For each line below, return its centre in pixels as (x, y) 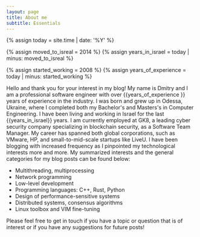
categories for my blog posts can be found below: (68, 159)
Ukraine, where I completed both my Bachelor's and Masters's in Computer (100, 108)
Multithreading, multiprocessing (55, 170)
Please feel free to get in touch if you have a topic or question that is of (95, 221)
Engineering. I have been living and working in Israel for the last (85, 114)
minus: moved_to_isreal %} (40, 59)
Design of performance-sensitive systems (67, 196)
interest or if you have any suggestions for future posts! (76, 227)
